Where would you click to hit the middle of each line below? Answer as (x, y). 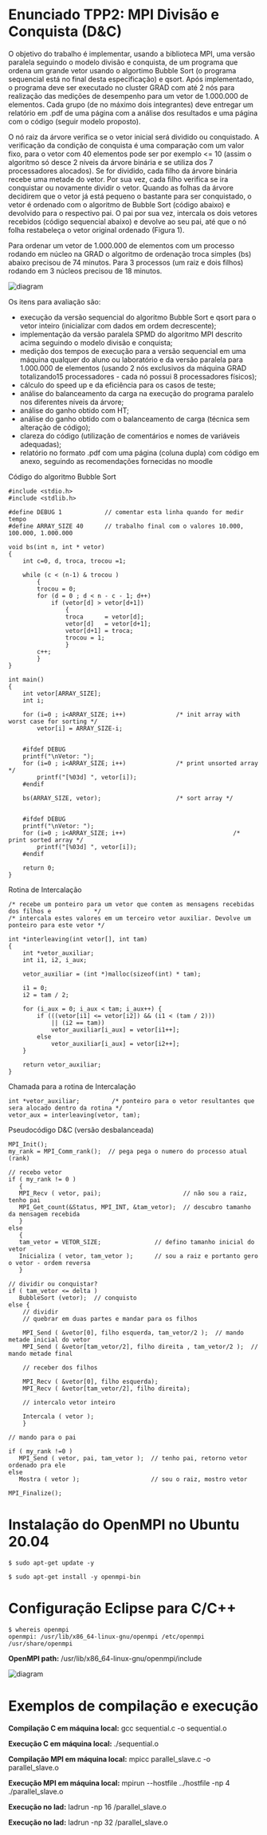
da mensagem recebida (44, 1214)
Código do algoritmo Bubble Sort (63, 477)
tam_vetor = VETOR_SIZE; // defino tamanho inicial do (137, 1242)
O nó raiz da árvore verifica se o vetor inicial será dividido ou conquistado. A (134, 136)
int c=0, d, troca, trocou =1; (75, 561)
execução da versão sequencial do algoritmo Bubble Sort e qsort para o (138, 317)
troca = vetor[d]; (105, 617)
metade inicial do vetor (49, 1340)
